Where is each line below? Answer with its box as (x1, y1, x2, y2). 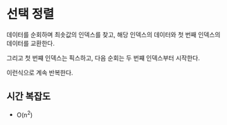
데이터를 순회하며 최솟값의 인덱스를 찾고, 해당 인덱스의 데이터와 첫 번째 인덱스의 (6, 30, 221, 39)
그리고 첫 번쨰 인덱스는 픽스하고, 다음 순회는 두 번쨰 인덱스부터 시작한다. (6, 53, 200, 62)
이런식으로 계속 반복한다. (6, 68, 73, 77)
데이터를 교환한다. (6, 39, 55, 47)
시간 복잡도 (6, 90, 51, 102)
